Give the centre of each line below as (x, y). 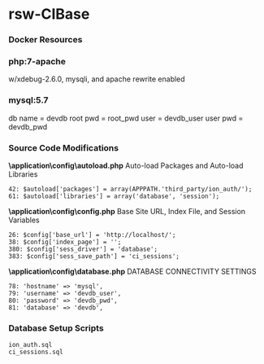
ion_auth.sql (30, 345)
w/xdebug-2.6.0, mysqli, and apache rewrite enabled (97, 79)
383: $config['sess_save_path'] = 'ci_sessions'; (94, 257)
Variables (24, 220)
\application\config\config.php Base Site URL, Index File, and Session (127, 211)
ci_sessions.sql (36, 352)
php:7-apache (37, 62)
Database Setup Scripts (56, 328)
